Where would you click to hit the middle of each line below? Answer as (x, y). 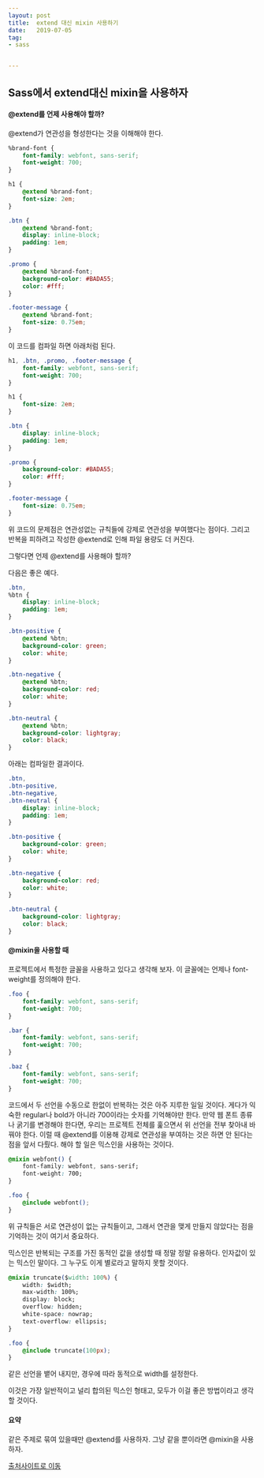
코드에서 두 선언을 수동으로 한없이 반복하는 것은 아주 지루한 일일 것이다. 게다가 (128, 1105)
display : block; (49, 1300)
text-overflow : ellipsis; (65, 1321)
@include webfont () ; (56, 1203)
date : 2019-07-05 (40, 30)
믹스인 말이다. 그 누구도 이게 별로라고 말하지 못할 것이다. (102, 1263)
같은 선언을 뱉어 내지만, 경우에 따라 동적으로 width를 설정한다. (103, 1374)
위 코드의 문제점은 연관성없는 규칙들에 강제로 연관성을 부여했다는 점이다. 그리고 (129, 529)
